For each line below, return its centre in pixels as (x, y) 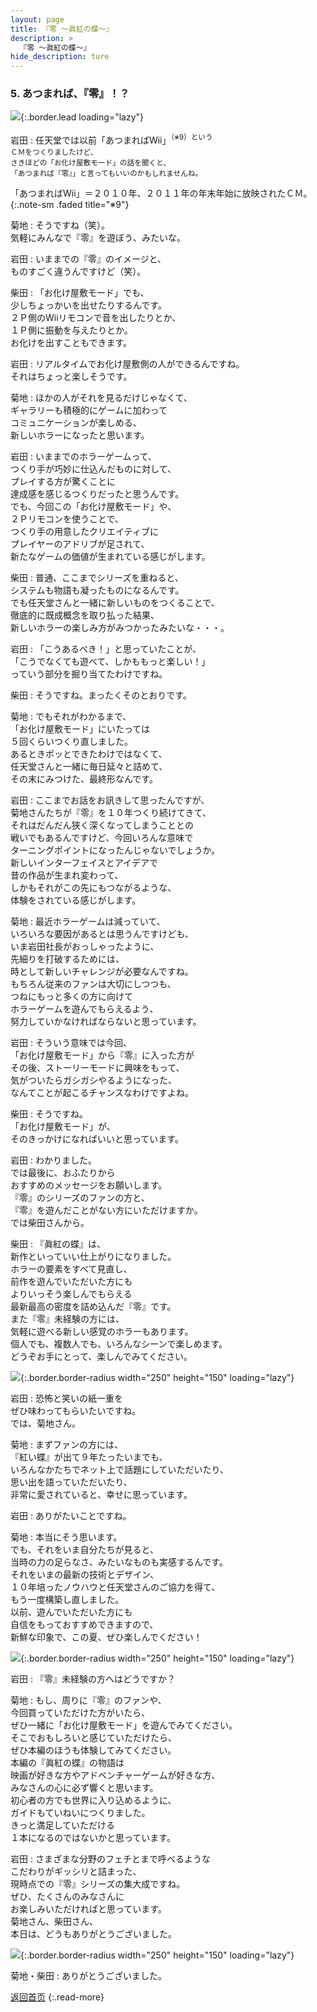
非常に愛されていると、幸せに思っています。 (101, 1495)
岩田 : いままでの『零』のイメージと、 (88, 259)
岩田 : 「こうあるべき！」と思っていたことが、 (106, 649)
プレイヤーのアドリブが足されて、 (80, 544)
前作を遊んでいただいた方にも (71, 1282)
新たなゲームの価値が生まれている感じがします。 (110, 557)
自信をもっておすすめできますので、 (84, 1625)
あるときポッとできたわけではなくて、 (89, 754)
